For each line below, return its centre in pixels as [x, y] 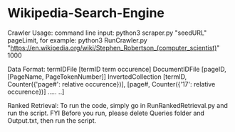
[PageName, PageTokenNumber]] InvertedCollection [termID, [97, 77]
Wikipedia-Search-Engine [86, 13]
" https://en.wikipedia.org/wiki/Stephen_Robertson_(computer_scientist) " [114, 48]
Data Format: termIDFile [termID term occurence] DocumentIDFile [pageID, [117, 69]
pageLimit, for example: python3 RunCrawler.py [77, 40]
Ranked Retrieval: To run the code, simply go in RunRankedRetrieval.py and [117, 105]
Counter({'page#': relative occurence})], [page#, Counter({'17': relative [111, 84]
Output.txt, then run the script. [52, 120]
